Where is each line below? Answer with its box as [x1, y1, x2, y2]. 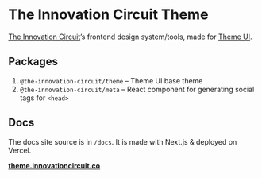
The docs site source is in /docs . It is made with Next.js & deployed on [8, 137, 237, 146]
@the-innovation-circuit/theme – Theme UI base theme [19, 75, 203, 85]
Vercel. [8, 145, 32, 155]
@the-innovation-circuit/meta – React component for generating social [19, 84, 255, 94]
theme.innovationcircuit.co [8, 161, 101, 170]
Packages [8, 55, 58, 68]
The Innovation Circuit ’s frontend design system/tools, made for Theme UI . [8, 32, 252, 41]
